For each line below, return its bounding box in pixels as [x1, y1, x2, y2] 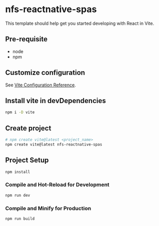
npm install [5, 169, 30, 174]
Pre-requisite [5, 35, 48, 43]
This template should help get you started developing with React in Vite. [5, 20, 154, 26]
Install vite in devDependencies [5, 96, 106, 105]
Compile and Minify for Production [5, 205, 92, 212]
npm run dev [5, 193, 30, 198]
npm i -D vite [5, 110, 35, 115]
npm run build [5, 216, 35, 221]
